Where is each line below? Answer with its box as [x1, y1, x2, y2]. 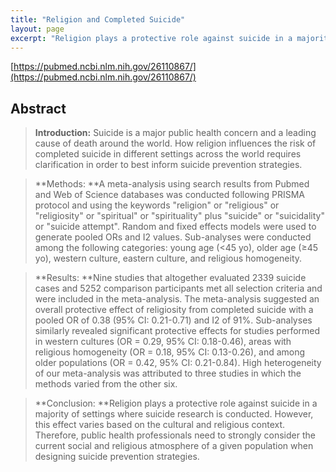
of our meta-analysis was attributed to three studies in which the [34, 367, 302, 380]
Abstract [10, 100, 67, 117]
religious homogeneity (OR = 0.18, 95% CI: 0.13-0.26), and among [34, 346, 306, 358]
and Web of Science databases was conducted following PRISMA [34, 189, 306, 201]
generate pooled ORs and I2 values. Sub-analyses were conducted [34, 231, 312, 243]
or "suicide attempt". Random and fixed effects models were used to [34, 221, 317, 233]
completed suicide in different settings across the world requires [34, 148, 302, 160]
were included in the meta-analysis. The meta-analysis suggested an [34, 293, 320, 305]
